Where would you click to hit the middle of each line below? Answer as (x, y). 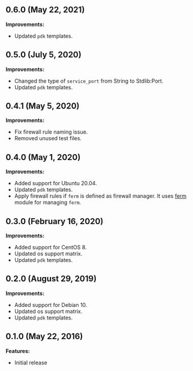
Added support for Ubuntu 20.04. (55, 183)
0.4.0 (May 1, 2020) (43, 157)
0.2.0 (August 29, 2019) (51, 279)
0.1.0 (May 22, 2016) (44, 337)
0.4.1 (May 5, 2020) (43, 106)
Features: (18, 351)
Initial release (31, 363)
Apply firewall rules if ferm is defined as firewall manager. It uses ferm (100, 196)
